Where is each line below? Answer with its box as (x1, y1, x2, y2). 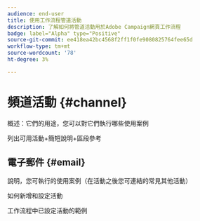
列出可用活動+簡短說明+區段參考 (7, 134, 102, 142)
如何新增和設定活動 (7, 191, 63, 200)
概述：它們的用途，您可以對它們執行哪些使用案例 (7, 119, 149, 127)
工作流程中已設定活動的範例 (7, 206, 88, 215)
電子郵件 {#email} (7, 156, 86, 168)
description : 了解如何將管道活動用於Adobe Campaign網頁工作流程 (7, 23, 181, 30)
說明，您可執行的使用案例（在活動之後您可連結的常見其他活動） (7, 176, 192, 185)
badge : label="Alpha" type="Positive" (7, 29, 121, 37)
